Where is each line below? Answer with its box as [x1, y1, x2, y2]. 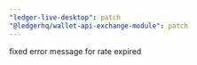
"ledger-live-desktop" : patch [9, 12, 122, 22]
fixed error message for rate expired [9, 45, 142, 56]
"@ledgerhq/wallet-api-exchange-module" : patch [9, 21, 189, 30]
